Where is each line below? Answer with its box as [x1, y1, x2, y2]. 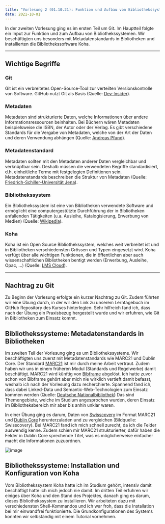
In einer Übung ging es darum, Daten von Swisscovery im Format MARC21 [5, 412, 156, 418]
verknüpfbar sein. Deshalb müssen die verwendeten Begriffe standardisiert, [5, 163, 159, 169]
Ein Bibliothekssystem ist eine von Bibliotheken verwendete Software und [5, 203, 154, 209]
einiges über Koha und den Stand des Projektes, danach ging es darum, [5, 493, 151, 498]
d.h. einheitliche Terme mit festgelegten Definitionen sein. [5, 169, 122, 175]
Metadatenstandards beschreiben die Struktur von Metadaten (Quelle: [5, 174, 147, 180]
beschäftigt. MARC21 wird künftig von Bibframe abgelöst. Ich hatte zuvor [5, 371, 153, 377]
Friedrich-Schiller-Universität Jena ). [5, 179, 78, 185]
